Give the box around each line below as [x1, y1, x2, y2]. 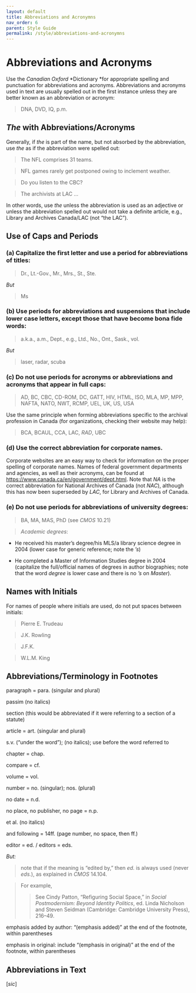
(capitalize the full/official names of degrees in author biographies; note [14, 563, 188, 570]
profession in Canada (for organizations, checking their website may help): [6, 418, 187, 425]
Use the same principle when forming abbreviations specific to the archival [6, 411, 188, 418]
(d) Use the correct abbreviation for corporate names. [6, 444, 163, 452]
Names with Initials [6, 587, 78, 597]
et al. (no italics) [6, 819, 45, 826]
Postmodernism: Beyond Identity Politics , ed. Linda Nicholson [35, 900, 185, 907]
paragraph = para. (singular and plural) [6, 687, 101, 694]
